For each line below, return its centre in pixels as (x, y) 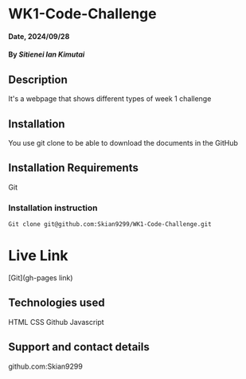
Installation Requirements (74, 168)
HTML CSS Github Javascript (57, 322)
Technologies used (57, 303)
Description (38, 79)
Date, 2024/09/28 (39, 36)
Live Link (39, 256)
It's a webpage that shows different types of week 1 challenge (110, 99)
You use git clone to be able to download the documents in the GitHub (123, 143)
